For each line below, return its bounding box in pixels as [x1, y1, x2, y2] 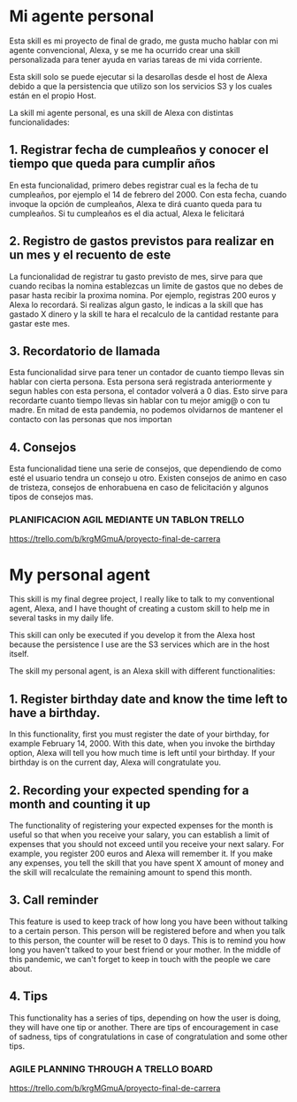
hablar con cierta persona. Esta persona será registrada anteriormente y [9, 376, 272, 387]
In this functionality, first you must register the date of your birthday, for [9, 728, 270, 740]
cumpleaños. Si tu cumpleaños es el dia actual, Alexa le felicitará [9, 208, 245, 219]
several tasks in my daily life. [9, 613, 114, 623]
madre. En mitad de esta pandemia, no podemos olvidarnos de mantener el [9, 405, 284, 415]
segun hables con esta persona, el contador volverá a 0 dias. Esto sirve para [9, 386, 288, 397]
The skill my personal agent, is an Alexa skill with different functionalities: [9, 666, 276, 676]
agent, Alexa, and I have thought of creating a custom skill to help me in [9, 604, 270, 614]
